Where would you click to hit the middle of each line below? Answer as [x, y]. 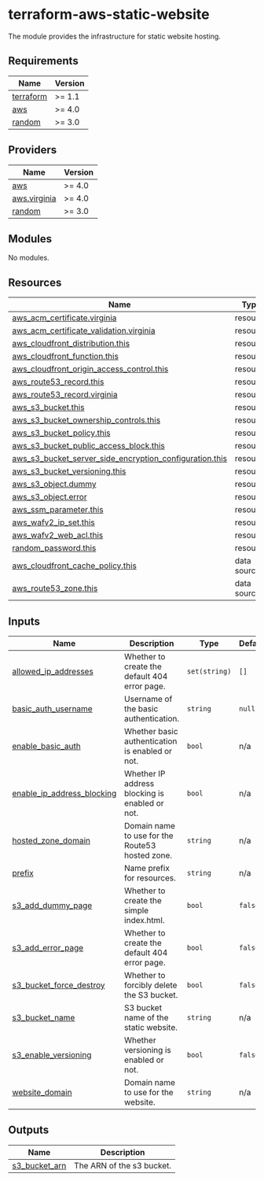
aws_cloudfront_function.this [66, 356]
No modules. [29, 258]
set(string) [209, 672]
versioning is [148, 1050]
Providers [33, 150]
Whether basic [151, 731]
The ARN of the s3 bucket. [123, 1165]
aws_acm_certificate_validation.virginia [84, 330]
